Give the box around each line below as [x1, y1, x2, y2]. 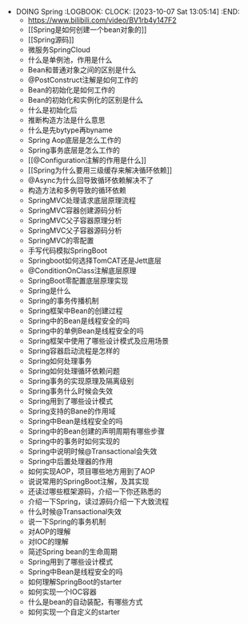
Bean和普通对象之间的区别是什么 [27, 65, 137, 75]
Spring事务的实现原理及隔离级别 [27, 377, 134, 385]
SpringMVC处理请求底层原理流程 [27, 196, 136, 205]
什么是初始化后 [27, 105, 78, 115]
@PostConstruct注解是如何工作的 [27, 75, 138, 84]
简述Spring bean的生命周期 [27, 547, 118, 557]
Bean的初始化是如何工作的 [27, 85, 116, 95]
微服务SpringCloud [27, 45, 90, 55]
